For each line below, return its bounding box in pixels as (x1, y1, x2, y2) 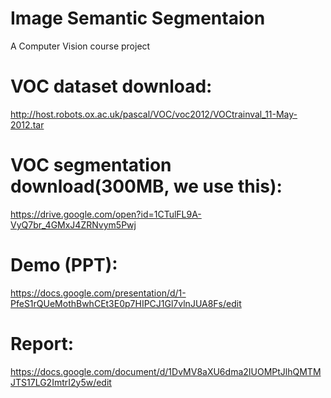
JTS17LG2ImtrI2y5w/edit (10, 376, 112, 388)
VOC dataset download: (10, 75, 213, 98)
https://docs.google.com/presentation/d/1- (10, 287, 187, 299)
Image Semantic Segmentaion (10, 7, 266, 30)
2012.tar (10, 118, 45, 131)
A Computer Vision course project (10, 40, 151, 52)
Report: (10, 332, 75, 355)
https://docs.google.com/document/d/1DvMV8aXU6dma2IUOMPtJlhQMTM (10, 365, 322, 377)
